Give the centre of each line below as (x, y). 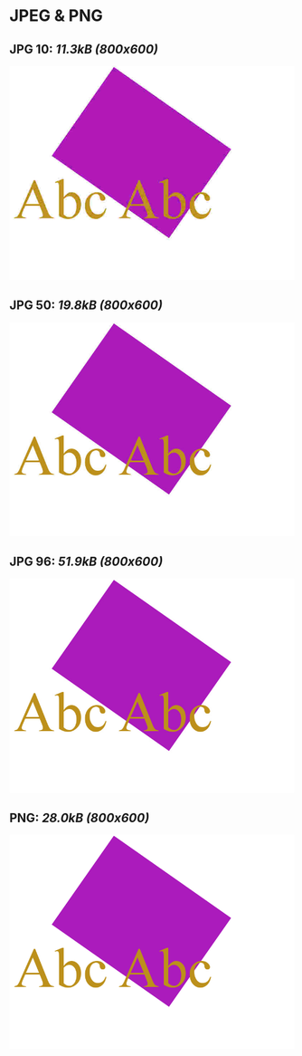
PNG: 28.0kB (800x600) (80, 818)
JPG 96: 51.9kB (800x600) (86, 562)
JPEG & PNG (57, 16)
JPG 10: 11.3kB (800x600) (84, 49)
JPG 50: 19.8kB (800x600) (86, 306)
